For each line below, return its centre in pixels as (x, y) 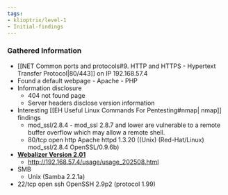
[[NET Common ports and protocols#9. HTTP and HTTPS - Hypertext (116, 66)
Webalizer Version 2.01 (51, 154)
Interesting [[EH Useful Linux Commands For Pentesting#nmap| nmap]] (120, 110)
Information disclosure (49, 88)
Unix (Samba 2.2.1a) (56, 176)
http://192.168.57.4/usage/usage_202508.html (93, 162)
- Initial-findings (35, 26)
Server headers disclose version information (91, 103)
